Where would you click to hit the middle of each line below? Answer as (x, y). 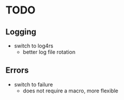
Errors (17, 70)
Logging (21, 32)
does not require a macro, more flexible (71, 91)
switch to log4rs (33, 46)
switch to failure (33, 84)
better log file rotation (49, 52)
